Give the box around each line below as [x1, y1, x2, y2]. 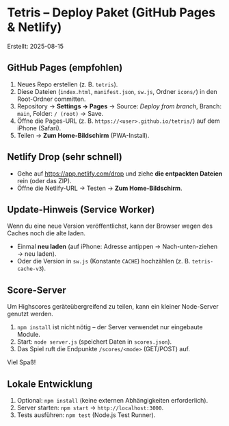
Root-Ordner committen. [16, 95, 86, 103]
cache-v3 [16, 265, 42, 272]
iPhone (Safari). [16, 123, 62, 132]
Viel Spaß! [7, 358, 36, 366]
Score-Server [7, 284, 66, 296]
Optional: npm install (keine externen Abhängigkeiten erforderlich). [16, 397, 208, 404]
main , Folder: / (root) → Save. [16, 109, 104, 117]
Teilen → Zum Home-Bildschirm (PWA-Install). [16, 131, 150, 139]
